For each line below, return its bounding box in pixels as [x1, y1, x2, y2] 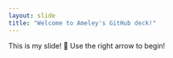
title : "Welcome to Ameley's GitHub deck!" [8, 19, 157, 27]
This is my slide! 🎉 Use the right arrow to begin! [8, 41, 166, 50]
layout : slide [8, 11, 56, 20]
